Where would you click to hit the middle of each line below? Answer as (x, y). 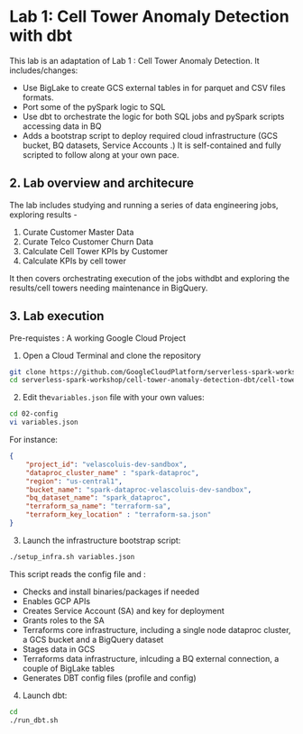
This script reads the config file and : (78, 573)
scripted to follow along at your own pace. (101, 154)
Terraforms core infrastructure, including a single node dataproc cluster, (156, 629)
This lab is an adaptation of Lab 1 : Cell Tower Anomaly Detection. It (134, 60)
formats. (38, 97)
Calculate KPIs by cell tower (74, 261)
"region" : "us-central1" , (74, 481)
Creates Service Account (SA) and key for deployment (124, 610)
